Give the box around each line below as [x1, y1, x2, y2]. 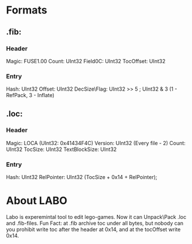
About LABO [6, 194, 67, 208]
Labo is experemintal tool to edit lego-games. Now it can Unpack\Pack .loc [6, 214, 187, 221]
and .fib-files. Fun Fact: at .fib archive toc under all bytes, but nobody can [6, 220, 184, 227]
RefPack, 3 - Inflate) [6, 92, 54, 99]
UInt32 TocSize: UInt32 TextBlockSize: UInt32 [6, 146, 117, 153]
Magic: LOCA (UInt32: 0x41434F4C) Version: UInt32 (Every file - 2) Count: [6, 139, 186, 146]
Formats [6, 4, 47, 17]
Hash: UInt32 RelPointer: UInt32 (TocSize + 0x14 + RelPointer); [6, 174, 157, 181]
